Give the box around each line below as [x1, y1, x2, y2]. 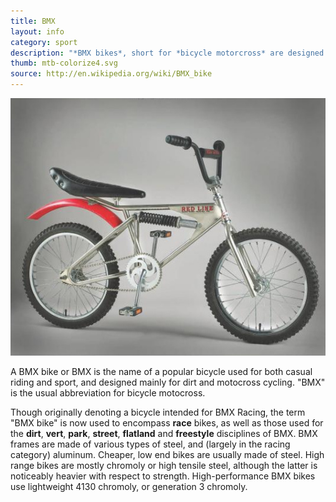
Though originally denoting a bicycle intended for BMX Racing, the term [10, 406, 306, 419]
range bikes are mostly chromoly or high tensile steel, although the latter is [10, 460, 318, 472]
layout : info [10, 26, 65, 37]
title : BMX [10, 16, 56, 26]
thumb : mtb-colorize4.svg [10, 58, 118, 69]
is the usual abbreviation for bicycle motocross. [10, 387, 206, 399]
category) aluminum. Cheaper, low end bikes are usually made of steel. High [10, 449, 325, 461]
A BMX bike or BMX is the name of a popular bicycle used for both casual [10, 366, 313, 378]
